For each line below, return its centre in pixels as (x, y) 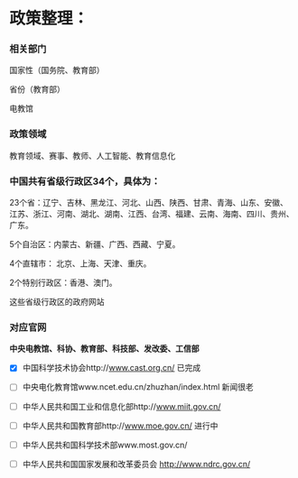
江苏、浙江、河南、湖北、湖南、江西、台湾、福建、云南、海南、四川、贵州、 (152, 214)
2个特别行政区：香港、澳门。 (63, 283)
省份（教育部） (37, 89)
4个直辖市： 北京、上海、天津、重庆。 (80, 263)
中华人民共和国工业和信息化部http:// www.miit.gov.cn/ (121, 406)
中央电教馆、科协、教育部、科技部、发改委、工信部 (104, 349)
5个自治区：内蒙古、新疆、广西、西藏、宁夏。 (95, 244)
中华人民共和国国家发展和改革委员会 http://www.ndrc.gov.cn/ (136, 464)
